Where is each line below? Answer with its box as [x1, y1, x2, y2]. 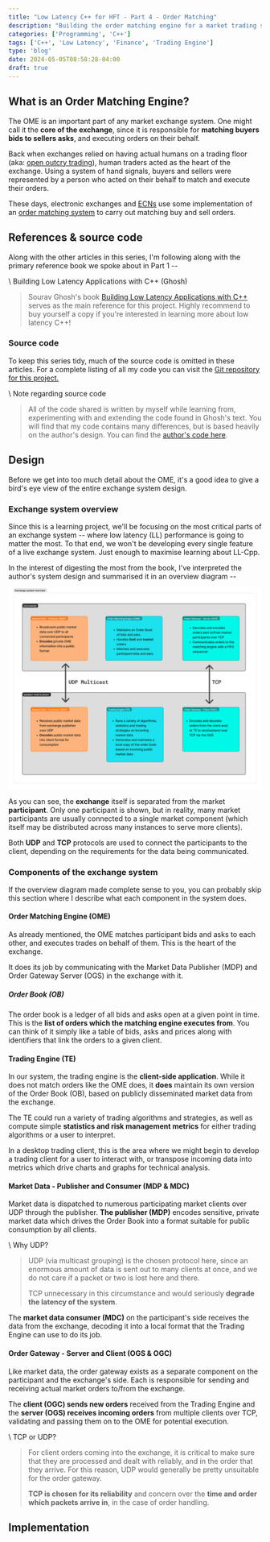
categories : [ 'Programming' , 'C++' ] [8, 30, 131, 38]
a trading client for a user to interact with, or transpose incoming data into [8, 1154, 252, 1164]
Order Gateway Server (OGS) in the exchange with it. [8, 971, 183, 980]
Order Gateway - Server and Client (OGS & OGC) [8, 1349, 173, 1358]
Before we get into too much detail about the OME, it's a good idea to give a [8, 475, 260, 484]
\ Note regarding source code [8, 388, 107, 398]
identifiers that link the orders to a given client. [8, 1035, 162, 1045]
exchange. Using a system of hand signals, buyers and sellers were [8, 166, 231, 176]
